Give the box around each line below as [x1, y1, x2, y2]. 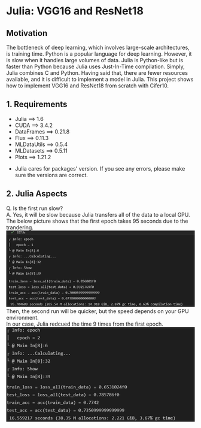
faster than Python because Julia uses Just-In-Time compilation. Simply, [6, 63, 185, 70]
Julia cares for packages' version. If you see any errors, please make [14, 165, 185, 172]
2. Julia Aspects [6, 189, 68, 199]
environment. [6, 314, 39, 321]
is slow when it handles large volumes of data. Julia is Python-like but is [6, 57, 184, 63]
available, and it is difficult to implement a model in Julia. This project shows [6, 76, 194, 83]
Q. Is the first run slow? [6, 205, 63, 212]
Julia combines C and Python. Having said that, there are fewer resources [6, 69, 188, 76]
